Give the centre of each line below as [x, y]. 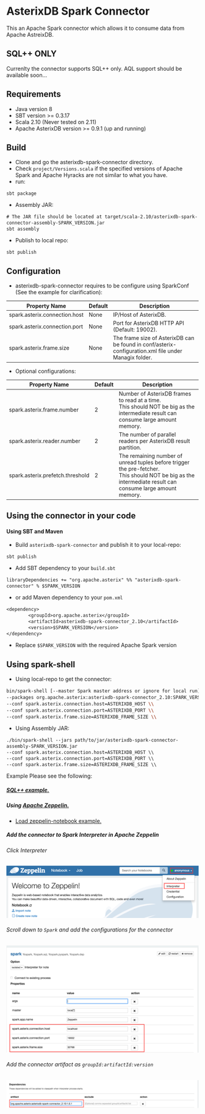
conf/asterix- [160, 345]
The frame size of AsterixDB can [153, 338]
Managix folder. [132, 358]
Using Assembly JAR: [42, 728]
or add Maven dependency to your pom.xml [69, 598]
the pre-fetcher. [139, 469]
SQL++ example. [28, 790]
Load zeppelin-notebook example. [58, 821]
